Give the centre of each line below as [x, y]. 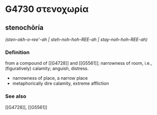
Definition [17, 52]
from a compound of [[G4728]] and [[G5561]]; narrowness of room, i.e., [79, 63]
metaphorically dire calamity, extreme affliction [61, 84]
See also [16, 97]
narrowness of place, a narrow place [50, 78]
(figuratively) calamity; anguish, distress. [47, 69]
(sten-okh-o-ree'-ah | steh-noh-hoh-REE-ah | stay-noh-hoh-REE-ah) [77, 39]
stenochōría [24, 28]
